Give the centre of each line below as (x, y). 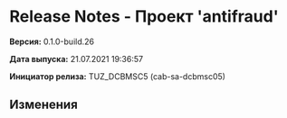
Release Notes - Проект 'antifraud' (144, 17)
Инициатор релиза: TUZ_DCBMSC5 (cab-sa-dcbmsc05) (118, 76)
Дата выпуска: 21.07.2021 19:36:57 (76, 59)
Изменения (44, 105)
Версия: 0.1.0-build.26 (52, 41)
